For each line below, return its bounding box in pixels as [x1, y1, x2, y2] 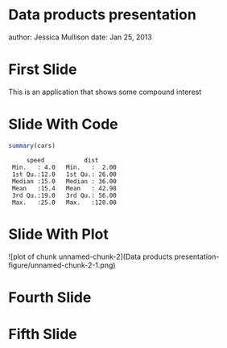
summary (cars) [8, 141, 56, 149]
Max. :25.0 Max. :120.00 [11, 199, 117, 207]
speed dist [26, 156, 99, 164]
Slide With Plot [8, 225, 109, 243]
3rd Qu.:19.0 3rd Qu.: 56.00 [11, 191, 117, 199]
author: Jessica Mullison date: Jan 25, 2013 [8, 32, 153, 42]
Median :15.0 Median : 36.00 [11, 177, 117, 186]
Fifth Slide [8, 325, 78, 343]
